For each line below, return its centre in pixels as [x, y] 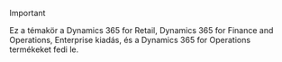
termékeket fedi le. [44, 49]
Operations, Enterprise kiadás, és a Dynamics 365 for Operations [130, 40]
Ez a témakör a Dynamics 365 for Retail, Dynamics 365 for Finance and [141, 30]
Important [27, 13]
